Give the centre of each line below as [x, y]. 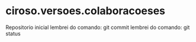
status [13, 33]
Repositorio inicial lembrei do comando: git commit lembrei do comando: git [98, 27]
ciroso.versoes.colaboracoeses [86, 11]
